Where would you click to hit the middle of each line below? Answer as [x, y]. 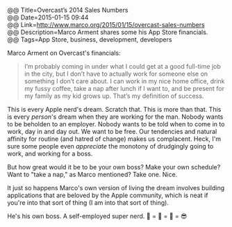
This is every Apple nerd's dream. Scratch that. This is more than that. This [114, 109]
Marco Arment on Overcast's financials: [64, 53]
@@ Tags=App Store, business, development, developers [90, 40]
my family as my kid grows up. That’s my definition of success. [114, 96]
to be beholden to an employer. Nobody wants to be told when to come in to [116, 124]
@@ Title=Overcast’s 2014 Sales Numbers [68, 10]
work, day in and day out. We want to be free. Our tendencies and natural [112, 132]
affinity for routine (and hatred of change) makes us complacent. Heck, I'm [114, 139]
